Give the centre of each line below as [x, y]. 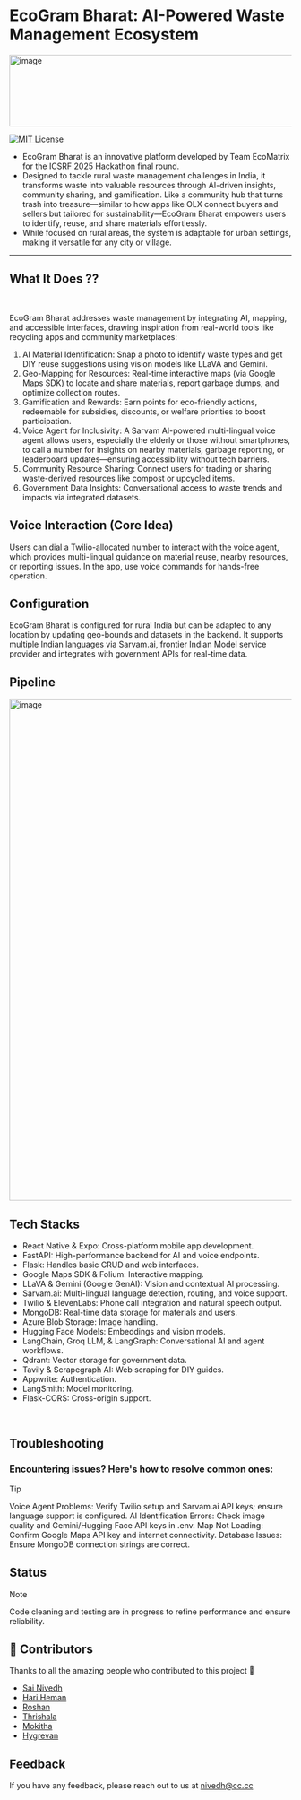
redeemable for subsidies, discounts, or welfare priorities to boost [144, 411]
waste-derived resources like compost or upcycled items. [129, 478]
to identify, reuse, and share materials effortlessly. [115, 223]
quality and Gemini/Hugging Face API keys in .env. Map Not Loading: [137, 1525]
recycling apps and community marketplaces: [93, 336]
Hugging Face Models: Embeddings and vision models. [124, 1331]
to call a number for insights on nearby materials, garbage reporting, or [153, 449]
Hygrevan [40, 1735]
